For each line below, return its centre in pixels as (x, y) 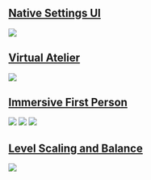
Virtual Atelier (44, 58)
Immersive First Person (68, 103)
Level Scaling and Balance (75, 148)
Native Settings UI (55, 13)
